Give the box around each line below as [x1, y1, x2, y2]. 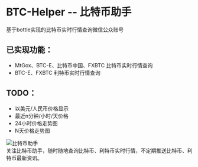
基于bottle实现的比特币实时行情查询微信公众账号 [6, 26, 124, 33]
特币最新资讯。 [6, 154, 43, 161]
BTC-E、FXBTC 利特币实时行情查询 [14, 69, 100, 76]
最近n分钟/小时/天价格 [14, 112, 69, 119]
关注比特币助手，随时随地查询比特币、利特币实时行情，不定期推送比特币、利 [6, 147, 193, 154]
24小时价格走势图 [14, 119, 58, 127]
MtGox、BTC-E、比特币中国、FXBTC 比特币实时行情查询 [14, 61, 153, 68]
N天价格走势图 [14, 127, 50, 134]
